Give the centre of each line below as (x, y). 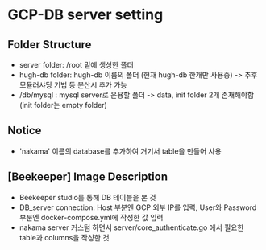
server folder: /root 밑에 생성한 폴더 (76, 65)
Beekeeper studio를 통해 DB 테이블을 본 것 (87, 197)
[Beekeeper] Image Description (88, 177)
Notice (25, 131)
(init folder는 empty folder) (63, 105)
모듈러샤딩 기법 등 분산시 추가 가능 (73, 85)
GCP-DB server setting (85, 15)
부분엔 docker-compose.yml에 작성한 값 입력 (91, 217)
